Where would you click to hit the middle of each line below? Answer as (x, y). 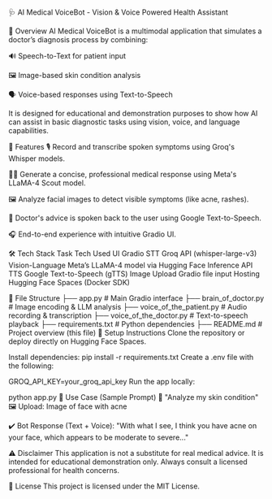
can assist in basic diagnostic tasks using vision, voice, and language (124, 122)
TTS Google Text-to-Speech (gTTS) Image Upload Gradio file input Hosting (134, 274)
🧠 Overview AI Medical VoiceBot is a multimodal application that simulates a (135, 31)
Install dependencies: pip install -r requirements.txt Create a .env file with (131, 357)
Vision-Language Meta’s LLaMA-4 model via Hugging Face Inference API (131, 265)
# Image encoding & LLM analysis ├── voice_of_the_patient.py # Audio (128, 307)
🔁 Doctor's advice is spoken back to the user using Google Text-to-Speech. (135, 218)
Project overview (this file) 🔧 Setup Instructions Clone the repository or (127, 333)
